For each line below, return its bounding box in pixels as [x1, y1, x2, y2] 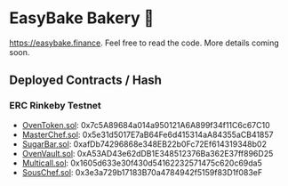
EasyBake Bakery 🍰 [9, 8, 155, 28]
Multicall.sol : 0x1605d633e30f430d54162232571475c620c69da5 [21, 158, 262, 168]
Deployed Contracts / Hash [9, 73, 163, 88]
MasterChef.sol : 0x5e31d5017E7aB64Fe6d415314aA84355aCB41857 [21, 129, 274, 140]
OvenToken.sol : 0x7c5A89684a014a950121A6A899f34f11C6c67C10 [21, 119, 271, 130]
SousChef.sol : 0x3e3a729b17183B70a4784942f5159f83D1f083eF [21, 166, 263, 177]
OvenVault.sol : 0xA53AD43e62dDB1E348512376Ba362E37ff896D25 [21, 148, 274, 158]
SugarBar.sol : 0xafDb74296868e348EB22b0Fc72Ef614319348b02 [21, 138, 267, 150]
